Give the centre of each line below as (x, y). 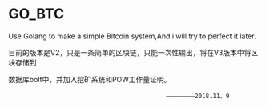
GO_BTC (36, 14)
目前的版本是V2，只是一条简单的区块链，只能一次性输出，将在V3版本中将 (130, 52)
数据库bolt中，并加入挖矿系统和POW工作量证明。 (90, 79)
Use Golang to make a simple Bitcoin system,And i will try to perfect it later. (132, 36)
